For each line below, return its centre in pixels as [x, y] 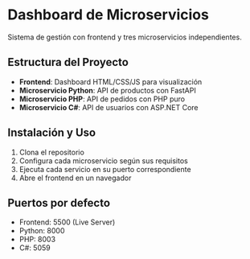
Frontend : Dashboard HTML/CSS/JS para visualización [111, 81]
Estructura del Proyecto [68, 62]
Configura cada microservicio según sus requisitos [103, 160]
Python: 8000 [42, 231]
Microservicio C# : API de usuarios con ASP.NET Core [109, 107]
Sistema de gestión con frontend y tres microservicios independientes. [125, 37]
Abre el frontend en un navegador [75, 178]
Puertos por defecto [59, 203]
